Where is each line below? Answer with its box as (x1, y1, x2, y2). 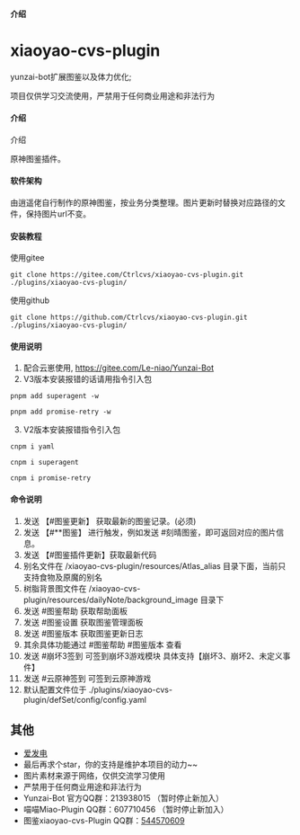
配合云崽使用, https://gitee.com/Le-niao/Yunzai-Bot (22, 362, 215, 373)
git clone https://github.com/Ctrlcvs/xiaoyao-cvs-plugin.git (10, 313, 248, 323)
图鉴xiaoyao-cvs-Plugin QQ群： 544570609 (22, 815, 185, 826)
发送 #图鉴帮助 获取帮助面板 (22, 605, 128, 616)
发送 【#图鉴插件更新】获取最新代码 (22, 549, 157, 560)
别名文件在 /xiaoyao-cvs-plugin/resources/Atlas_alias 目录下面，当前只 (22, 560, 287, 571)
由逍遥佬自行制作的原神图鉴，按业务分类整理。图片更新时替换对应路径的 (10, 197, 278, 208)
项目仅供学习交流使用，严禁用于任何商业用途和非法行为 (10, 90, 215, 101)
